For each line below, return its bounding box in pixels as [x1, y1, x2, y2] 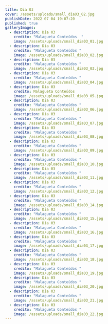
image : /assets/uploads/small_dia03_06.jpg [14, 107, 104, 112]
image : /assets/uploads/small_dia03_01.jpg [14, 39, 104, 44]
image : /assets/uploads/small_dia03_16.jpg [14, 230, 104, 235]
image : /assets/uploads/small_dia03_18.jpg [14, 257, 104, 262]
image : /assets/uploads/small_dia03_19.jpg [14, 271, 104, 276]
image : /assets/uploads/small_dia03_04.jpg [14, 80, 104, 85]
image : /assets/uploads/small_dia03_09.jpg [14, 148, 104, 153]
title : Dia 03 [5, 7, 34, 12]
